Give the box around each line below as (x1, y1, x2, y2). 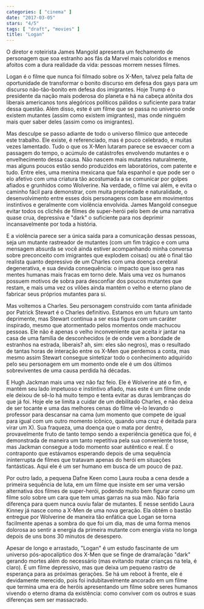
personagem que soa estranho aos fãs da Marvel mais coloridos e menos (6, 55, 190, 62)
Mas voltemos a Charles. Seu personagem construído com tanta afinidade (6, 302, 192, 310)
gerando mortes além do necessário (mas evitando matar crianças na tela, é (6, 557, 197, 565)
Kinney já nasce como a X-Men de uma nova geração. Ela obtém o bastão (6, 507, 192, 514)
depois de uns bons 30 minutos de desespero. (6, 533, 123, 540)
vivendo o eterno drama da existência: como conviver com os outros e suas (6, 590, 196, 597)
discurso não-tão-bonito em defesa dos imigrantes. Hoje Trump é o (6, 86, 175, 93)
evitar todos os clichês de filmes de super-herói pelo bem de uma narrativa (6, 207, 194, 215)
